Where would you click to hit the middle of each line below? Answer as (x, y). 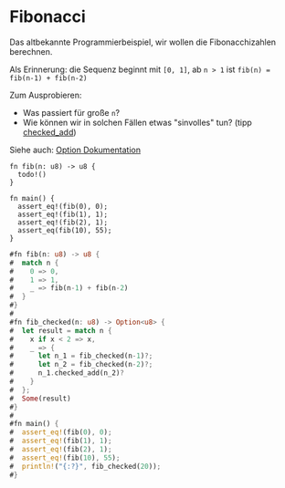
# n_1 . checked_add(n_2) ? (67, 373)
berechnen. (31, 51)
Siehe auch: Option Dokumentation (75, 150)
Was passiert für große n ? (71, 112)
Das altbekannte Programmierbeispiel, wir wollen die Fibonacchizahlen (143, 42)
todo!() (32, 174)
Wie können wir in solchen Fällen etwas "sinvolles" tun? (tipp (137, 122)
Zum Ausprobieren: (46, 95)
